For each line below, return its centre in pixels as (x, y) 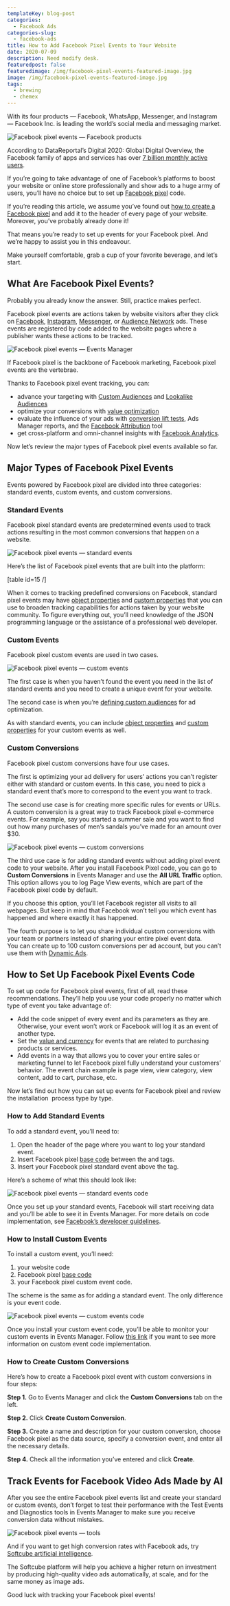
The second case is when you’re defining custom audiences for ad (101, 702)
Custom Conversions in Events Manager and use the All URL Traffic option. (115, 875)
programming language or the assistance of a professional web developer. (112, 622)
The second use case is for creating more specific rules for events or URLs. (114, 804)
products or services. (47, 1048)
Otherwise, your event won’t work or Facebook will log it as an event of (117, 1026)
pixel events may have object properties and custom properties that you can (115, 600)
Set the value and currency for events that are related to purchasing (113, 1041)
